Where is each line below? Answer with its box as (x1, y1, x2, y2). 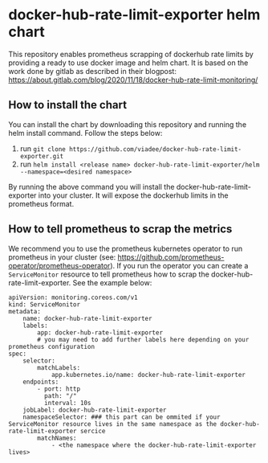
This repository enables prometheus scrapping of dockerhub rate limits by (8, 49, 254, 59)
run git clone (19, 143, 66, 154)
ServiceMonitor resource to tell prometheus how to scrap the (8, 269, 210, 279)
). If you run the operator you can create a (109, 260, 249, 270)
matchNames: (37, 434, 78, 442)
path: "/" (43, 391, 78, 399)
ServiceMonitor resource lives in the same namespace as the (8, 420, 217, 428)
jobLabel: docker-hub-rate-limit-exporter (22, 406, 167, 414)
